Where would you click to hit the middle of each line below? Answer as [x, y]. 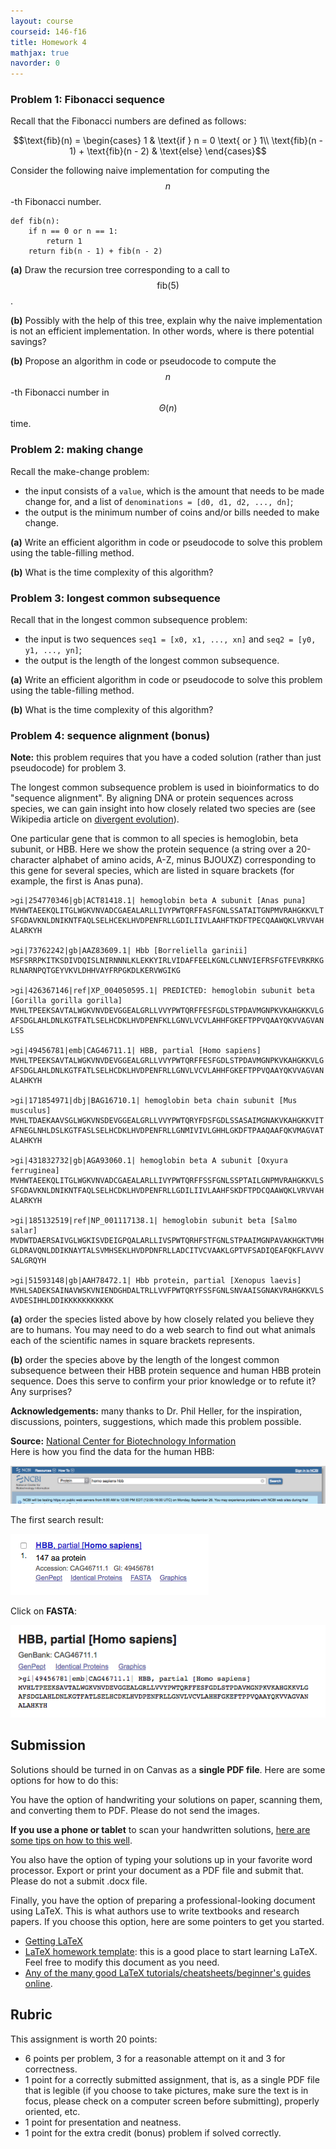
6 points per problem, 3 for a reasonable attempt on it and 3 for [155, 2058]
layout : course [42, 21]
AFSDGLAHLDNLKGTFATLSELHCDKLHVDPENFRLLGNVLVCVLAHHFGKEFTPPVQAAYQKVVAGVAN [167, 1071]
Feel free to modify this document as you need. [122, 1962]
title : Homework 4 [48, 42]
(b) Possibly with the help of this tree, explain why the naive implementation [166, 321]
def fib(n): [35, 221]
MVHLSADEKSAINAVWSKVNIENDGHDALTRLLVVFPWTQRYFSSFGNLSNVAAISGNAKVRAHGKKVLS [167, 1291]
